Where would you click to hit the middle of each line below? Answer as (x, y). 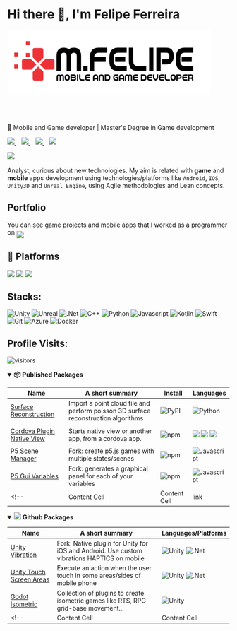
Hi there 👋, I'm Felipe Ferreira (94, 14)
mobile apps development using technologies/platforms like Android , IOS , (114, 178)
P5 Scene (24, 451)
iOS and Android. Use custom (99, 551)
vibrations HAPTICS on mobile (101, 558)
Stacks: (25, 296)
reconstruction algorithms (106, 418)
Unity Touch (28, 572)
